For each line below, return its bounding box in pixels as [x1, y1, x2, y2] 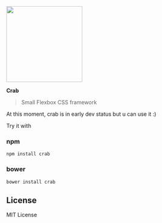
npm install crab [6, 151, 50, 157]
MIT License [6, 211, 38, 219]
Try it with [6, 122, 32, 129]
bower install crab [6, 179, 56, 185]
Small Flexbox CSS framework [21, 99, 97, 105]
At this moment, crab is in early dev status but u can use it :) [6, 110, 157, 118]
